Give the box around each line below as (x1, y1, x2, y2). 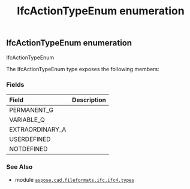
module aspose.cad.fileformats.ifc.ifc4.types (14, 176, 135, 184)
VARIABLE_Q (9, 115, 45, 124)
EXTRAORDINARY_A (9, 125, 67, 133)
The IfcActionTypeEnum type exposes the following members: (6, 65, 160, 72)
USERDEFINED (9, 135, 51, 143)
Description (71, 96, 107, 104)
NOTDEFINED (9, 145, 48, 153)
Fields (6, 80, 25, 89)
